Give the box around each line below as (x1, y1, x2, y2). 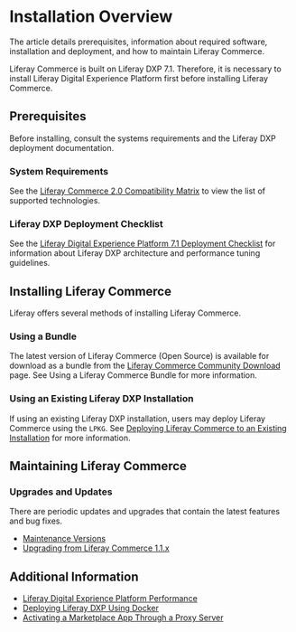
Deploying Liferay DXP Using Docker (22, 603, 160, 614)
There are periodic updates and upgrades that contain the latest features (9, 506, 281, 517)
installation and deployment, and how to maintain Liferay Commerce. (9, 45, 264, 56)
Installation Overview (9, 6, 173, 27)
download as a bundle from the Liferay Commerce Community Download (9, 360, 282, 372)
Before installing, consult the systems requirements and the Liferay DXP (9, 133, 277, 144)
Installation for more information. (9, 432, 131, 443)
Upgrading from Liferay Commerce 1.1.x (22, 542, 170, 553)
